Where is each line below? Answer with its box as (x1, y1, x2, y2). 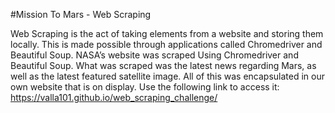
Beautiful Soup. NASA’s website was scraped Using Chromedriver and (10, 49, 299, 61)
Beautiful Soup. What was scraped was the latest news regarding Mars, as (10, 60, 317, 71)
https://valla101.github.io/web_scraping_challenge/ (10, 92, 218, 103)
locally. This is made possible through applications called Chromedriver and (10, 39, 323, 50)
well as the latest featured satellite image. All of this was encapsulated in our (10, 70, 325, 82)
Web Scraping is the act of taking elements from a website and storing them (10, 28, 324, 39)
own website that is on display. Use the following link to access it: (10, 81, 280, 93)
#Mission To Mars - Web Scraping (10, 9, 152, 20)
